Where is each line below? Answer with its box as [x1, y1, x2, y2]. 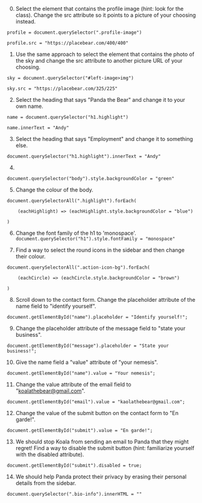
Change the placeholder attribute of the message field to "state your [15, 325, 186, 332]
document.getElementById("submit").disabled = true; [7, 463, 142, 469]
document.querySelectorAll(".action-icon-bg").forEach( [7, 264, 150, 270]
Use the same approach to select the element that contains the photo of [15, 51, 195, 58]
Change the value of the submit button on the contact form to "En [15, 410, 178, 416]
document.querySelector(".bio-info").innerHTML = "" [7, 491, 142, 497]
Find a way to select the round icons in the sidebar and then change [15, 246, 185, 254]
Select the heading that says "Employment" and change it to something [15, 136, 194, 142]
